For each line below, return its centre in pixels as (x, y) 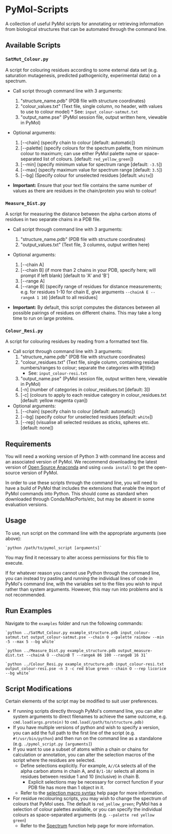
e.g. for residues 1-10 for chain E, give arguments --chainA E (84, 292)
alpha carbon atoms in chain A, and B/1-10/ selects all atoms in (87, 771)
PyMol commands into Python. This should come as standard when (77, 494)
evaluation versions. (26, 505)
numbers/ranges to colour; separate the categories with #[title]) (88, 368)
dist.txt (15, 655)
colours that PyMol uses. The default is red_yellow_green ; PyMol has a (87, 804)
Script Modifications (39, 689)
